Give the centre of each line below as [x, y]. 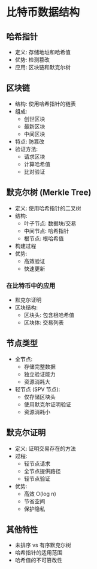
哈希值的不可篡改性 [39, 560]
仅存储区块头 [40, 396]
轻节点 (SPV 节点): [37, 389]
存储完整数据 [40, 366]
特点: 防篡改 [30, 141]
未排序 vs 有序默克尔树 [43, 545]
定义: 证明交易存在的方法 [45, 448]
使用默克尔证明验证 [48, 404]
